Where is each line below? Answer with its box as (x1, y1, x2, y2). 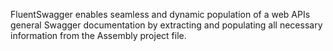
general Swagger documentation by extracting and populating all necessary (10, 19, 323, 31)
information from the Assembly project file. (10, 30, 187, 41)
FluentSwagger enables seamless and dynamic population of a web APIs (10, 9, 311, 20)
